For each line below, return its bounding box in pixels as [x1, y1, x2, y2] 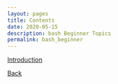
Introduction [7, 55, 43, 64]
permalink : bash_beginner [7, 36, 83, 43]
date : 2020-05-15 [7, 23, 58, 30]
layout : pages [7, 10, 49, 17]
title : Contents [7, 17, 55, 24]
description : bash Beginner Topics [7, 29, 112, 37]
